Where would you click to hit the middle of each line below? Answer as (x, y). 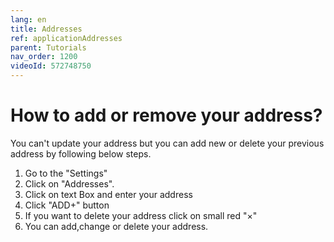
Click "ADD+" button (67, 205)
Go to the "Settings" (66, 173)
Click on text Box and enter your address (108, 194)
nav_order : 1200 (44, 57)
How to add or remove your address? (166, 115)
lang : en (28, 19)
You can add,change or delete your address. (116, 226)
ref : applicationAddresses (66, 38)
